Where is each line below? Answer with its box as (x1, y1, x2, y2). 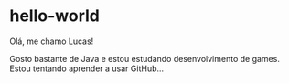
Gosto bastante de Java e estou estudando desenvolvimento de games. (9, 53, 281, 64)
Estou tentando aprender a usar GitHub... (9, 63, 165, 74)
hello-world (9, 5, 101, 26)
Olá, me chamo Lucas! (9, 36, 94, 47)
